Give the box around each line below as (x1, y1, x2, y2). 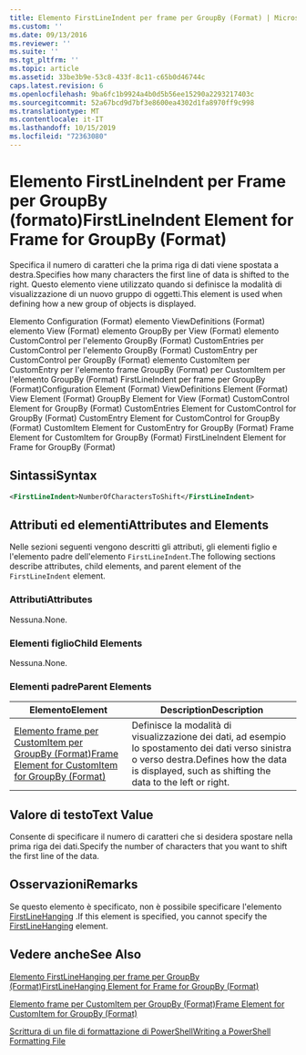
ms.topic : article (9, 65, 79, 74)
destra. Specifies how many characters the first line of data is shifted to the (9, 269, 290, 280)
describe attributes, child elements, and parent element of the (9, 561, 241, 572)
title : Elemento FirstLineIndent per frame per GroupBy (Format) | (9, 13, 271, 23)
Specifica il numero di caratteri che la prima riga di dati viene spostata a (9, 259, 280, 270)
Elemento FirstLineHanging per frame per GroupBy (9, 971, 200, 982)
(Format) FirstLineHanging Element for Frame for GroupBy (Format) (9, 980, 260, 991)
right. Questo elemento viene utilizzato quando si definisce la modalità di (9, 279, 282, 290)
